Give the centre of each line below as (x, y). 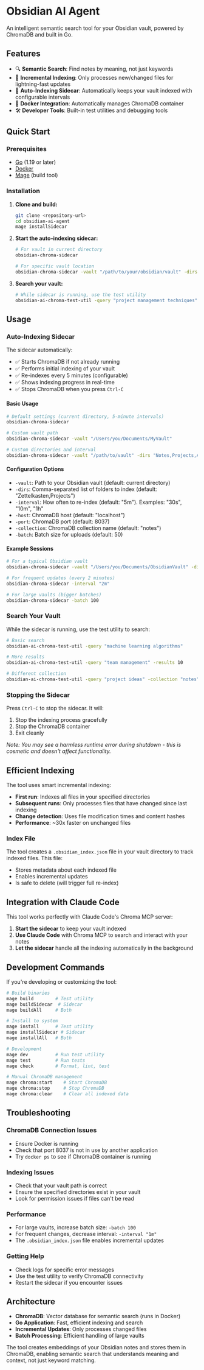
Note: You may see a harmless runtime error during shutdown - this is (94, 745)
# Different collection (36, 674)
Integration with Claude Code (63, 902)
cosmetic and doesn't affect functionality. (59, 751)
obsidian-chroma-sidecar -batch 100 (53, 600)
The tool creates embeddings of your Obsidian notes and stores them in (96, 1347)
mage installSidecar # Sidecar (46, 1033)
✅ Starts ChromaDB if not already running (67, 362)
